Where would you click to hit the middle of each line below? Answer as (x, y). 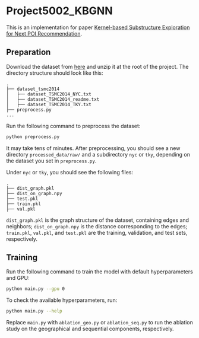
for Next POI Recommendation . (44, 33)
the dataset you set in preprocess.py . (51, 161)
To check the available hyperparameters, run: (62, 300)
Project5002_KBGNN (59, 11)
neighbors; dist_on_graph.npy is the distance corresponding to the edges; (97, 226)
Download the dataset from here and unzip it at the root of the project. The (97, 66)
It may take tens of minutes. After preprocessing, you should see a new (93, 148)
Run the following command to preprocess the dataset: (73, 126)
